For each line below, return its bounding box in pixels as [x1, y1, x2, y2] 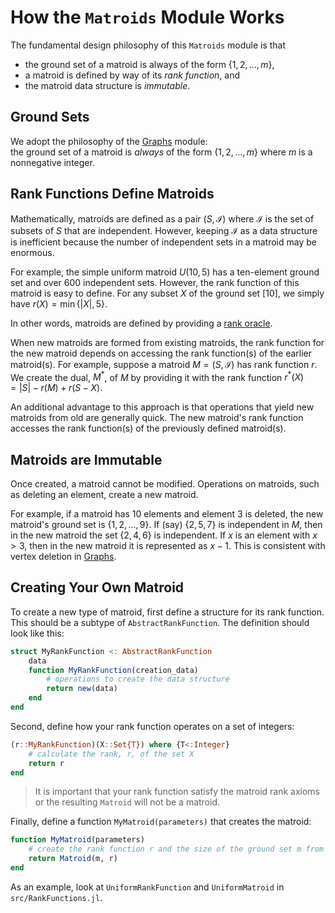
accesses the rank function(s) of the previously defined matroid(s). [10, 422, 287, 435]
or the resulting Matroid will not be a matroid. [34, 796, 221, 808]
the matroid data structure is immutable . [24, 79, 191, 91]
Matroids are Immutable [10, 451, 163, 468]
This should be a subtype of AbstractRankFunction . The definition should [10, 616, 310, 628]
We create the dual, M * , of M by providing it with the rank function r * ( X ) [10, 369, 305, 383]
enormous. [10, 246, 55, 258]
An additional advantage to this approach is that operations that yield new [10, 401, 315, 413]
